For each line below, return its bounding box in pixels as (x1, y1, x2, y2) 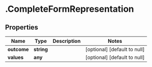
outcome (7, 46, 29, 53)
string (33, 46, 48, 53)
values (7, 54, 24, 61)
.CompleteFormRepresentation (5, 3, 134, 15)
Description (52, 38, 81, 44)
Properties (5, 23, 38, 32)
